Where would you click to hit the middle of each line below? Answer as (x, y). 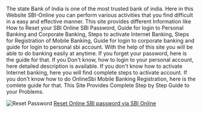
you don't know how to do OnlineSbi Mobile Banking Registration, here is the (101, 79)
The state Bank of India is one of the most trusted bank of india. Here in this (100, 9)
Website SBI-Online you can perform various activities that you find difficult (100, 15)
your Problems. (25, 92)
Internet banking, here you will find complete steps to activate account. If (97, 72)
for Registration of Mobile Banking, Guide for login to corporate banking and (100, 41)
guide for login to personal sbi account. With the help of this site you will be (100, 47)
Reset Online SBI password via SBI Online (105, 103)
